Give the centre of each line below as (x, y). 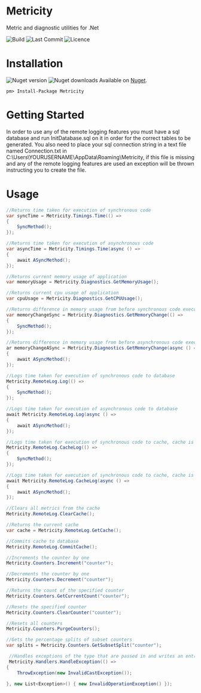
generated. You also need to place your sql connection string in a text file (96, 144)
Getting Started (45, 115)
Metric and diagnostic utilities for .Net (53, 28)
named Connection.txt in (36, 151)
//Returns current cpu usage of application (63, 293)
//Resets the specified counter (46, 607)
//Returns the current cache (42, 525)
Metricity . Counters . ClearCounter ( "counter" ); (64, 613)
